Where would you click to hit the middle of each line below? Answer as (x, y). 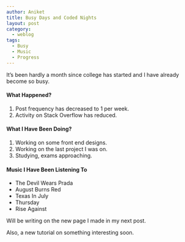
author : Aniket (26, 12)
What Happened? (29, 95)
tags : (13, 40)
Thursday (27, 202)
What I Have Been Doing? (39, 129)
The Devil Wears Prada (44, 183)
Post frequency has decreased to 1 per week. (72, 109)
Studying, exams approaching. (54, 155)
